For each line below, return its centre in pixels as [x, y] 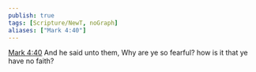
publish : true [32, 15]
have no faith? [31, 61]
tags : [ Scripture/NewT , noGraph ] [63, 23]
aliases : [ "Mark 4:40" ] [47, 30]
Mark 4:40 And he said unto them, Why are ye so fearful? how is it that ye [128, 53]
